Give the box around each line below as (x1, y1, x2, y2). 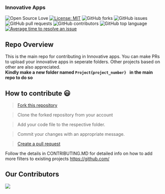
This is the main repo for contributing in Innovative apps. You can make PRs (5, 54, 160, 60)
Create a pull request (17, 141, 61, 147)
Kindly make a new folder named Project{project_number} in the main (5, 69, 153, 76)
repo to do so (5, 75, 33, 81)
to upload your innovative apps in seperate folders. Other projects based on (5, 59, 161, 65)
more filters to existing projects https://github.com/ (5, 156, 110, 162)
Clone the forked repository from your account (17, 111, 113, 118)
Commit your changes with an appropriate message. (17, 131, 125, 137)
